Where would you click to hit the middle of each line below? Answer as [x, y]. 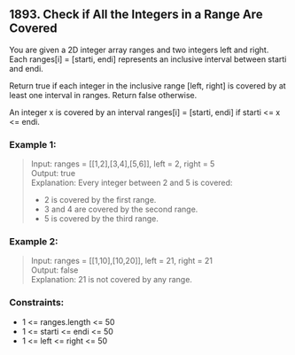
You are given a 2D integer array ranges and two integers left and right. [139, 50]
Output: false [54, 270]
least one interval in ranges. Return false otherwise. [103, 95]
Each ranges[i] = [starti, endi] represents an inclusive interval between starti [148, 59]
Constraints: [37, 303]
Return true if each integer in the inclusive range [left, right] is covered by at [147, 85]
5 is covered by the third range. [101, 219]
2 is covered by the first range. [100, 200]
